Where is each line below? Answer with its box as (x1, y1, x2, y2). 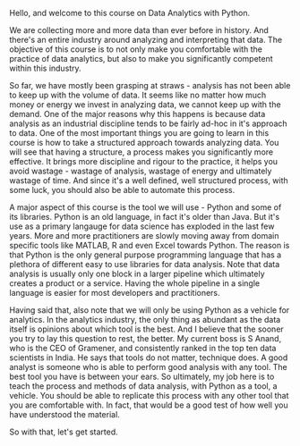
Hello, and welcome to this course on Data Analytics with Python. (9, 8, 251, 18)
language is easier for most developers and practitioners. (9, 288, 221, 298)
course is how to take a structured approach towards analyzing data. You (9, 138, 279, 147)
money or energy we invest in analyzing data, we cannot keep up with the (9, 99, 281, 110)
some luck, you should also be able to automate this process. (9, 185, 236, 195)
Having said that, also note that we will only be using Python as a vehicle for (9, 305, 290, 316)
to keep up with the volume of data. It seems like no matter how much (9, 89, 267, 100)
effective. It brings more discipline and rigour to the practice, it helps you (9, 156, 279, 166)
